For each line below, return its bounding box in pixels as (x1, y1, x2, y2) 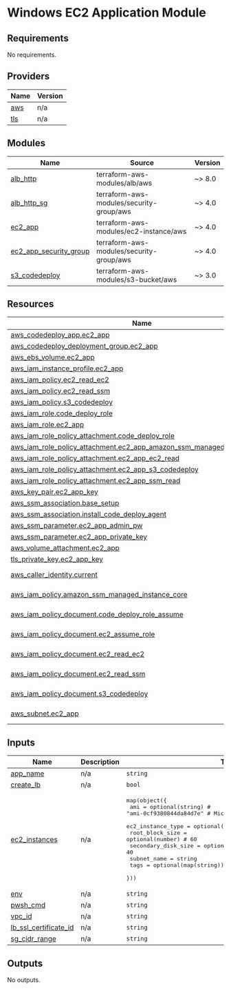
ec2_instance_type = (126, 823, 191, 830)
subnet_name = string (129, 855, 197, 863)
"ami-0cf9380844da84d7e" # (126, 810, 211, 817)
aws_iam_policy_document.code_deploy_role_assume (10, 609, 184, 619)
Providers (7, 70, 50, 82)
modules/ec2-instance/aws (96, 226, 187, 236)
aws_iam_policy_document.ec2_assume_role (10, 629, 155, 639)
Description (80, 757, 120, 767)
